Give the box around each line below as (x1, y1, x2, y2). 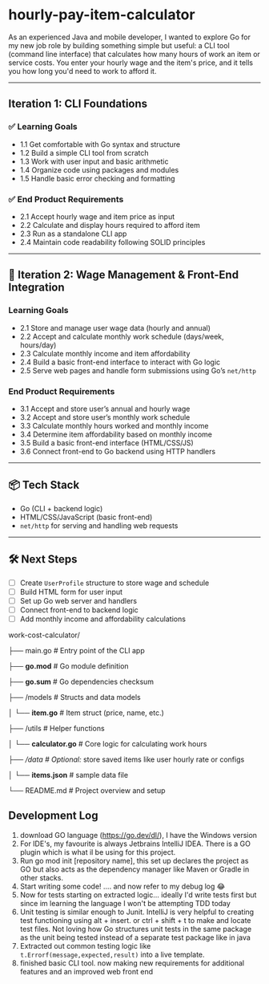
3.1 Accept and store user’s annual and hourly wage (19, 404, 191, 413)
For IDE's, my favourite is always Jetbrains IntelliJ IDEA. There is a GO (19, 839, 251, 848)
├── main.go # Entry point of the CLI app (8, 645, 146, 655)
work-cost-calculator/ (8, 630, 80, 640)
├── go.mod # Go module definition (8, 661, 130, 671)
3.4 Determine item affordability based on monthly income (19, 429, 213, 439)
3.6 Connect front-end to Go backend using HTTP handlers (19, 446, 216, 456)
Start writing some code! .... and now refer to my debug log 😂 (19, 881, 226, 891)
